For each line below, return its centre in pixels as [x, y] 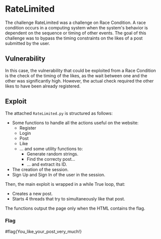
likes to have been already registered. [43, 86]
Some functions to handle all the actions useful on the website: [75, 123]
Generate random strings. [52, 154]
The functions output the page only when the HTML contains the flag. [75, 208]
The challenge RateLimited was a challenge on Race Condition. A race [76, 22]
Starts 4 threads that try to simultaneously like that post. [69, 198]
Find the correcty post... [51, 159]
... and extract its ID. [47, 164]
